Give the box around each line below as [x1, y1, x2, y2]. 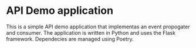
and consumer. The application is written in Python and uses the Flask [6, 29, 176, 36]
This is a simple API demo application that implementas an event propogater [6, 23, 190, 30]
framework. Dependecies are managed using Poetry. [6, 35, 134, 42]
